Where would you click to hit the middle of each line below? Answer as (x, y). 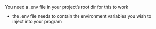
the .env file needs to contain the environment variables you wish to (82, 16)
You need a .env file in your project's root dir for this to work (67, 7)
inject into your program (37, 22)
